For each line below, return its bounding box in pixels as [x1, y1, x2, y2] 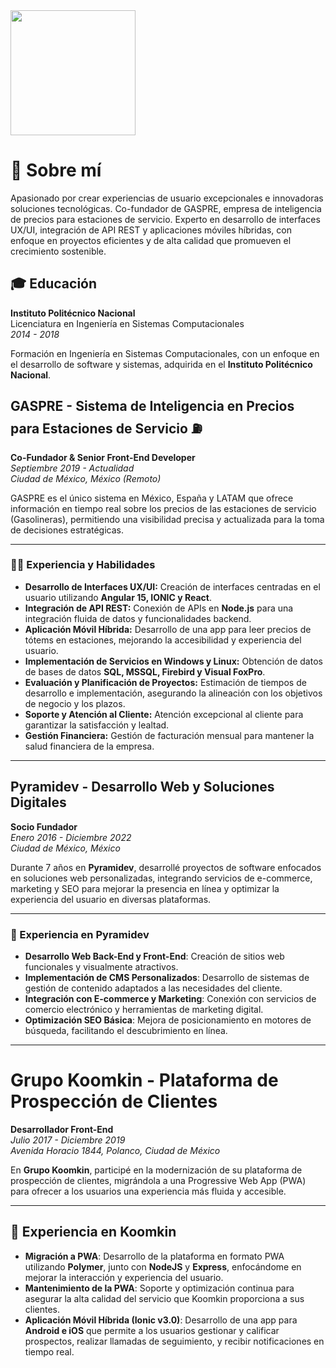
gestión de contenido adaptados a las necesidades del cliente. [24, 982, 283, 994]
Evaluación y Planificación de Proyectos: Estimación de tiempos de [24, 676, 307, 688]
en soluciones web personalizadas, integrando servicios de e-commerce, [10, 872, 313, 884]
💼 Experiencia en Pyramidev [10, 927, 150, 941]
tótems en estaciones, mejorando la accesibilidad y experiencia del [24, 634, 302, 646]
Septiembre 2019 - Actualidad [10, 462, 135, 474]
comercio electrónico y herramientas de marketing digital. [24, 1003, 264, 1015]
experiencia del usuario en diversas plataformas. [10, 893, 212, 905]
